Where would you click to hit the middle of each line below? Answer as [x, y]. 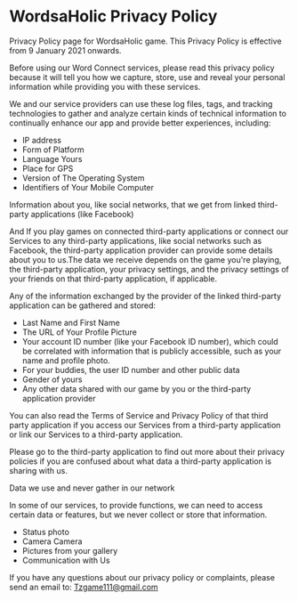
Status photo [45, 532]
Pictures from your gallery [70, 550]
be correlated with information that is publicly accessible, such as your [152, 351]
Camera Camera [52, 541]
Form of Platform [53, 150]
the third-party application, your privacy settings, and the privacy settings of [149, 269]
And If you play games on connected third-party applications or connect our [149, 231]
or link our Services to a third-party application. [96, 435]
